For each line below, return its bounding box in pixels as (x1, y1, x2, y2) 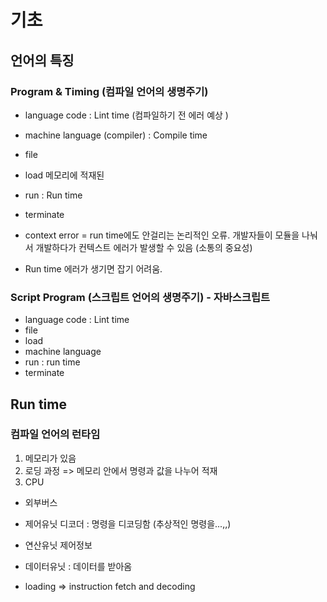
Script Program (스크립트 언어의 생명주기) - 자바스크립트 (10, 290, 270, 304)
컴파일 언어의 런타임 (10, 427, 101, 441)
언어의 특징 (10, 52, 75, 69)
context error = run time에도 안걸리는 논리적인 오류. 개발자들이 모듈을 (24, 229, 300, 241)
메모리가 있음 (24, 452, 77, 464)
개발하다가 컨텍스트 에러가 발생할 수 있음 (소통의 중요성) (35, 241, 253, 253)
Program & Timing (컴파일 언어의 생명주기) (10, 84, 209, 98)
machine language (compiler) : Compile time (24, 129, 208, 141)
